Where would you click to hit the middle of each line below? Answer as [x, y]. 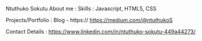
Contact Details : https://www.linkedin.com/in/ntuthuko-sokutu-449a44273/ [101, 31]
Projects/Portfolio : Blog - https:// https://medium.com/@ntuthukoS [89, 20]
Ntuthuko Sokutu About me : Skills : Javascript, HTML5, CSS [81, 9]
